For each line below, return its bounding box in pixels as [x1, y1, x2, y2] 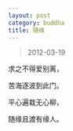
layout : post [8, 11, 51, 20]
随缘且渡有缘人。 [8, 114, 64, 124]
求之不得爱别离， [8, 64, 64, 73]
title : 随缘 [8, 26, 45, 34]
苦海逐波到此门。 [8, 80, 64, 91]
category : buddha [8, 19, 65, 27]
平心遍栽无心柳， [8, 98, 64, 107]
